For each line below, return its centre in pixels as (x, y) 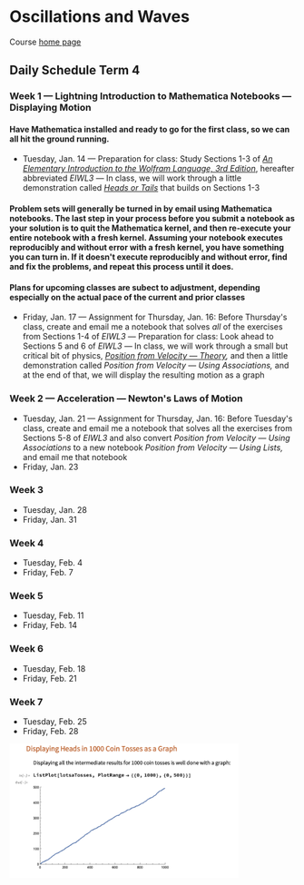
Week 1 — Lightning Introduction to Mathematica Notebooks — (151, 96)
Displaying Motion (50, 108)
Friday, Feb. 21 (49, 678)
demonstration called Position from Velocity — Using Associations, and (156, 366)
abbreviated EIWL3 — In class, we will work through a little (132, 178)
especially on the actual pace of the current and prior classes (127, 297)
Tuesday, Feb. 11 (53, 615)
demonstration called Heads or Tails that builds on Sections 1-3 (141, 188)
